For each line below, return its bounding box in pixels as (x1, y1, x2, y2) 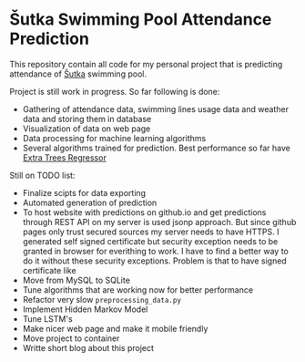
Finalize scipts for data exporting (22, 187, 147, 198)
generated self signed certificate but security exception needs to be (22, 235, 279, 246)
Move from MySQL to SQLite (22, 274, 130, 285)
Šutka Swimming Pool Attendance (9, 9, 272, 30)
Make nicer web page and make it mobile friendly (22, 323, 208, 334)
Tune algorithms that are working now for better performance (22, 284, 253, 295)
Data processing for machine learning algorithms (22, 132, 207, 143)
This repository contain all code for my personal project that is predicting (9, 58, 283, 69)
